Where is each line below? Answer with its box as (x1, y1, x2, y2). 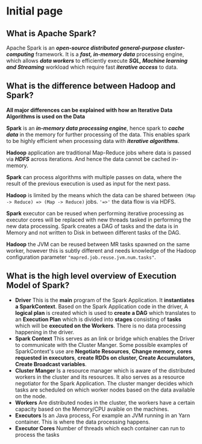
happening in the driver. (14, 328, 74, 335)
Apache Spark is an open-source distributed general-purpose (6, 44, 164, 51)
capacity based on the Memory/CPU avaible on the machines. (14, 405, 169, 413)
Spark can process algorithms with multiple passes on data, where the (6, 173, 182, 180)
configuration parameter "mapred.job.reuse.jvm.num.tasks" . (6, 253, 156, 261)
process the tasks (14, 431, 60, 438)
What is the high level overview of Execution (6, 271, 177, 281)
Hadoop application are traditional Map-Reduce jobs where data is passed (6, 149, 192, 156)
